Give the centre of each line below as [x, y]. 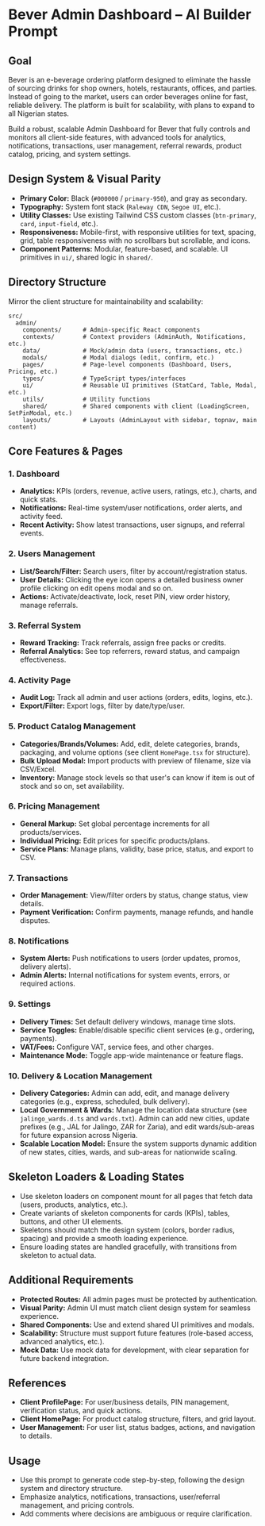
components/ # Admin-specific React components [111, 330]
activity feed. [41, 517]
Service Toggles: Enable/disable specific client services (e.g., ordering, [137, 1030]
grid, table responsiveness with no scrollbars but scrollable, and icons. [135, 240]
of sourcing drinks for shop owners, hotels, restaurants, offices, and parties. [133, 88]
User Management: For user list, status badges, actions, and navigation [137, 1428]
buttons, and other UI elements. [71, 1221]
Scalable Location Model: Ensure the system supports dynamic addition [138, 1144]
